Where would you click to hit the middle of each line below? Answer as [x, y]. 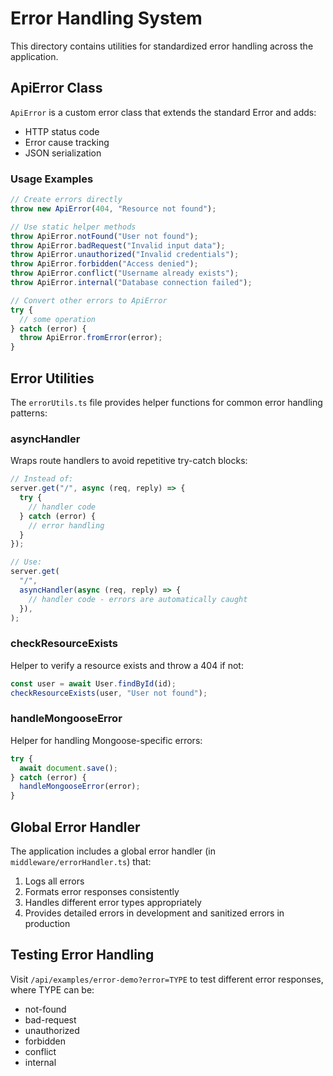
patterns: [29, 413]
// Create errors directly [66, 200]
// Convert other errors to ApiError [89, 300]
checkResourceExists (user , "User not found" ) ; [109, 693]
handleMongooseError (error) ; [80, 787]
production [47, 923]
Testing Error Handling [82, 955]
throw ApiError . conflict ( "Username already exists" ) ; [125, 273]
